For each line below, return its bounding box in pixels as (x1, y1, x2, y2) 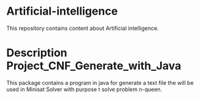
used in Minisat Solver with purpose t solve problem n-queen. (6, 86, 163, 93)
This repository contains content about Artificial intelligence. (6, 24, 159, 32)
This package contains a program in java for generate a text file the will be (6, 79, 194, 86)
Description (6, 46, 67, 60)
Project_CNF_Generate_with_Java (6, 59, 182, 73)
